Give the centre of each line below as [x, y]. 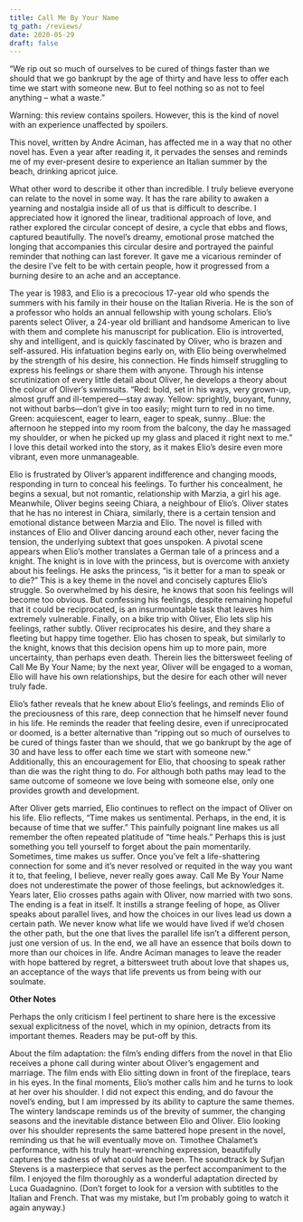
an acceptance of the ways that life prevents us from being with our [136, 972]
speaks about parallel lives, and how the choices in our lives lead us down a [151, 914]
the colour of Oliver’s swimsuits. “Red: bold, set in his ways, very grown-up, [150, 390]
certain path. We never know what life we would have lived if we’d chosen [147, 924]
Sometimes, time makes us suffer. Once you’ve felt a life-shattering [135, 857]
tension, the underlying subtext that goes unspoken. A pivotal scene [137, 542]
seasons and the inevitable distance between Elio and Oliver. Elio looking [145, 1121]
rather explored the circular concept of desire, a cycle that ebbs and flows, [148, 228]
